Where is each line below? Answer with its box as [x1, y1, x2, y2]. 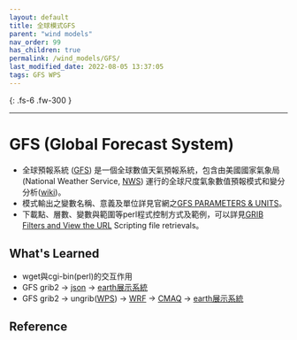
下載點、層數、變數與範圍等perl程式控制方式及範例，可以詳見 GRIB [21, 209, 263, 220]
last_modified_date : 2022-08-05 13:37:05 [9, 63, 164, 72]
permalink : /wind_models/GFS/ [9, 54, 121, 63]
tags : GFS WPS [9, 71, 62, 80]
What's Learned [9, 246, 100, 261]
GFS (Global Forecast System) [9, 134, 234, 154]
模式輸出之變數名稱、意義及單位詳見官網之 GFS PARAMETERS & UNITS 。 [21, 197, 287, 208]
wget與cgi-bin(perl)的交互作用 [21, 271, 133, 282]
